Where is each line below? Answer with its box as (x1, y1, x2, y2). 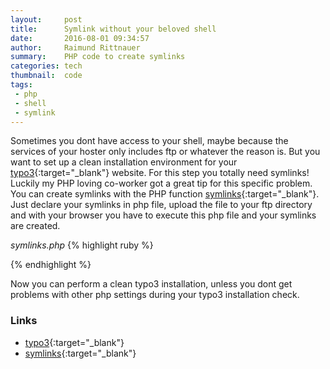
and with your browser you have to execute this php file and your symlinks (10, 209, 317, 221)
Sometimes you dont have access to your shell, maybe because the (10, 135, 289, 147)
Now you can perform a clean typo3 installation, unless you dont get (10, 278, 293, 290)
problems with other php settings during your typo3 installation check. (10, 289, 300, 301)
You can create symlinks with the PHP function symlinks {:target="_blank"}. (10, 188, 320, 200)
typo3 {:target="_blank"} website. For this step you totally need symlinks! (10, 167, 310, 179)
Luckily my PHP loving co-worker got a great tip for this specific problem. (10, 177, 313, 190)
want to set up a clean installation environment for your (10, 156, 238, 168)
